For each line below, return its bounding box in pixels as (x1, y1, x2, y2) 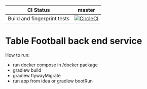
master (78, 7, 95, 13)
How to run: (5, 52, 30, 58)
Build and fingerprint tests (8, 15, 70, 22)
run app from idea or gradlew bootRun (12, 78, 93, 84)
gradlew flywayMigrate (12, 72, 61, 78)
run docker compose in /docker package (12, 62, 98, 68)
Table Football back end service (5, 35, 142, 47)
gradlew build (12, 67, 42, 73)
